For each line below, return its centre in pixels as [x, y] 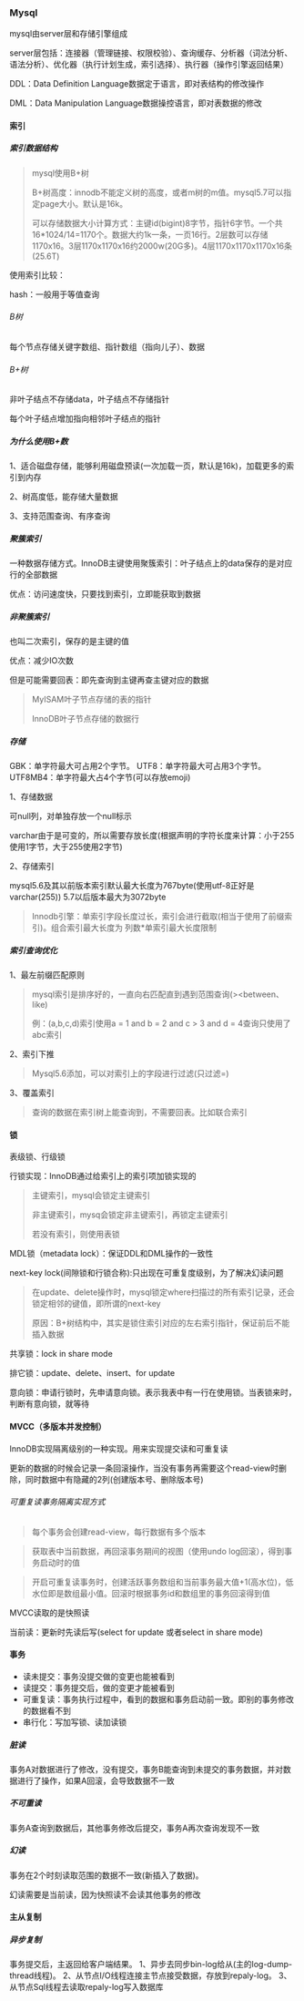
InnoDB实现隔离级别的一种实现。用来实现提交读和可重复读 [119, 1448]
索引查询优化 [33, 950]
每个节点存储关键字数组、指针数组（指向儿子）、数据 [107, 347]
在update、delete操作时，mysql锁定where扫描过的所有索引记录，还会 [163, 1292]
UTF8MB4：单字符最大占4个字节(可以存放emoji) [100, 777]
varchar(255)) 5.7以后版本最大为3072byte [88, 897]
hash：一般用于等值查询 [55, 294]
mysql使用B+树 [60, 173]
